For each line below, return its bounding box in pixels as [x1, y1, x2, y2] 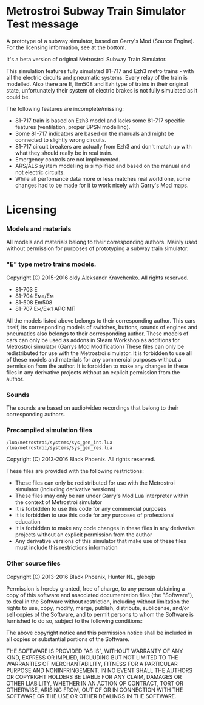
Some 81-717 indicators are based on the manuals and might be [15, 130, 174, 137]
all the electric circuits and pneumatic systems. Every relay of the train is [6, 74, 188, 81]
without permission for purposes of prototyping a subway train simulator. [6, 245, 189, 252]
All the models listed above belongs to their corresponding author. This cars [6, 317, 196, 324]
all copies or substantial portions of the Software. [6, 635, 129, 643]
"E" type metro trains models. [6, 260, 97, 268]
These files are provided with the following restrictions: [6, 468, 144, 475]
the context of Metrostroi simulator [15, 499, 102, 506]
